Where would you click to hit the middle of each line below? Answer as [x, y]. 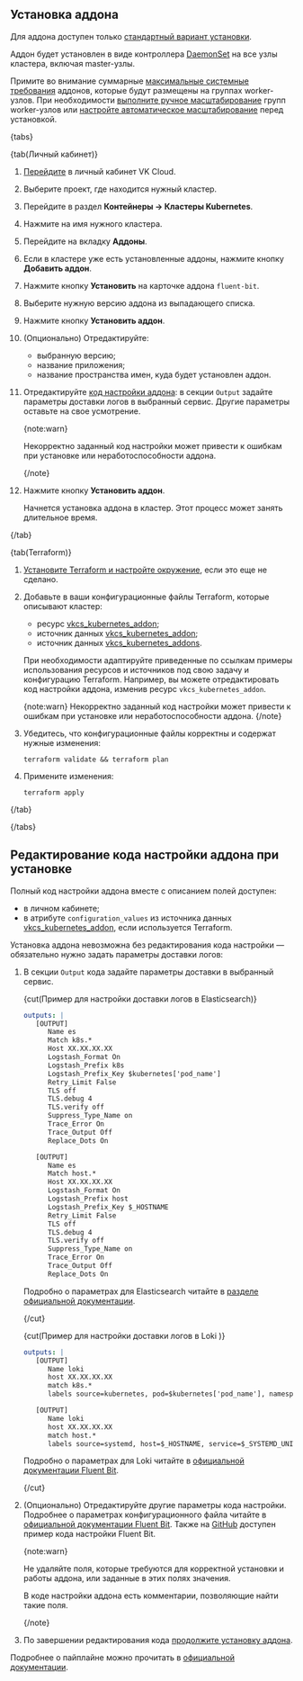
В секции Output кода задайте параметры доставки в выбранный [148, 972]
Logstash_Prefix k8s [86, 1065]
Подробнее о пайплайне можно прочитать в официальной [123, 1658]
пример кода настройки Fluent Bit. [89, 1534]
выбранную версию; [76, 355]
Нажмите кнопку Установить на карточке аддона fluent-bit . [141, 285]
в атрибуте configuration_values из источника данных [127, 918]
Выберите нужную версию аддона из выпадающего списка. [139, 303]
